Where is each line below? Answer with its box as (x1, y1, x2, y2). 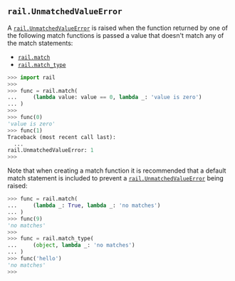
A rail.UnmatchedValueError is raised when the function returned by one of (7, 24, 228, 32)
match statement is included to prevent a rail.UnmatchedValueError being (7, 174, 224, 183)
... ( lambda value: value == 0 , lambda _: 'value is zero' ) (7, 93, 202, 101)
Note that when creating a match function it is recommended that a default (7, 166, 226, 175)
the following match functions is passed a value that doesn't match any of (7, 31, 224, 39)
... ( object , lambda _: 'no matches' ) (7, 242, 135, 249)
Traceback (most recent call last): (7, 133, 116, 140)
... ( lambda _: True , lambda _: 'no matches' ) (7, 202, 161, 210)
